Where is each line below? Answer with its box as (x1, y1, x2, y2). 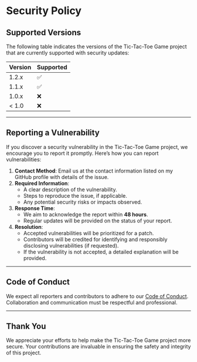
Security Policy (6, 4, 82, 18)
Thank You (6, 322, 46, 331)
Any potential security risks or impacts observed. (23, 198, 142, 205)
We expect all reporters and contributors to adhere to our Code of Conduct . (6, 292, 189, 300)
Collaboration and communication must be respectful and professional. (6, 299, 178, 306)
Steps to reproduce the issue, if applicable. (23, 192, 127, 199)
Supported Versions (6, 28, 81, 38)
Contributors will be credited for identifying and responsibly (23, 236, 168, 243)
